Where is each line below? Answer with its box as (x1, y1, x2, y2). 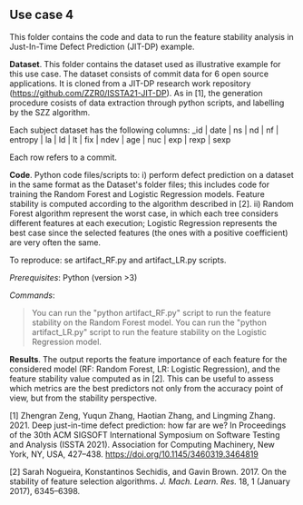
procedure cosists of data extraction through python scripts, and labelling (9, 97, 285, 108)
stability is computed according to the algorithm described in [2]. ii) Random (9, 198, 295, 209)
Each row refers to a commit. (9, 152, 118, 163)
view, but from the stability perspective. (9, 392, 157, 403)
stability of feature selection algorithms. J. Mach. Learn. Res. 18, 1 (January (9, 476, 290, 487)
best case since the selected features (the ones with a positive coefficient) (9, 227, 288, 238)
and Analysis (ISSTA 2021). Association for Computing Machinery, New (9, 439, 275, 450)
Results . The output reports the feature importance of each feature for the (9, 353, 288, 364)
